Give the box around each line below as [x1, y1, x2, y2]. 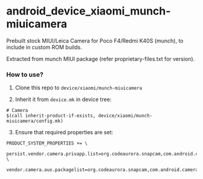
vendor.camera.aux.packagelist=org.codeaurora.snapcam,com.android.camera [6, 167, 199, 173]
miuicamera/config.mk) [6, 118, 63, 125]
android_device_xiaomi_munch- [6, 4, 171, 18]
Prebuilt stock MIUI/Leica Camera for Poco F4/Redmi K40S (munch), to [6, 37, 184, 44]
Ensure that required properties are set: [14, 129, 114, 136]
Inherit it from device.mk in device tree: [14, 96, 112, 103]
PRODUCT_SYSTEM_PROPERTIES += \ [6, 140, 88, 146]
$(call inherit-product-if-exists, [6, 113, 96, 119]
